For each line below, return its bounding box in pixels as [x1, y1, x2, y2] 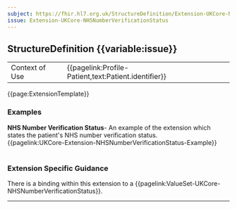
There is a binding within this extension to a [7, 179, 134, 187]
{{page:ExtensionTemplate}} [7, 89, 90, 99]
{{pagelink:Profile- [66, 63, 129, 72]
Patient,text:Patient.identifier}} [66, 72, 167, 82]
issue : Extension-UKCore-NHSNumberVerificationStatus [7, 17, 169, 24]
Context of [11, 63, 46, 72]
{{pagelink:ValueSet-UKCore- [135, 179, 221, 187]
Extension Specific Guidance [7, 163, 109, 173]
